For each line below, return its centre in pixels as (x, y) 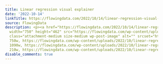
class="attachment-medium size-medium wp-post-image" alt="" (73, 37)
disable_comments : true (29, 54)
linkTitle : (16, 18)
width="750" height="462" (36, 32)
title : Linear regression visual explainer (50, 9)
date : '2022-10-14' (25, 14)
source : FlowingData (26, 23)
